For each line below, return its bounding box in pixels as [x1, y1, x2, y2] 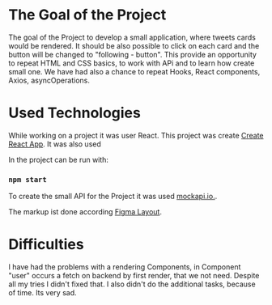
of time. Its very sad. [8, 288, 77, 298]
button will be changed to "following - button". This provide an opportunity [8, 49, 257, 59]
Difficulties [8, 235, 84, 254]
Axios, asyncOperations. [8, 75, 91, 85]
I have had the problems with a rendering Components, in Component [8, 262, 241, 272]
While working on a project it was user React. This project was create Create [8, 130, 265, 140]
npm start [8, 175, 47, 184]
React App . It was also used [8, 139, 101, 149]
